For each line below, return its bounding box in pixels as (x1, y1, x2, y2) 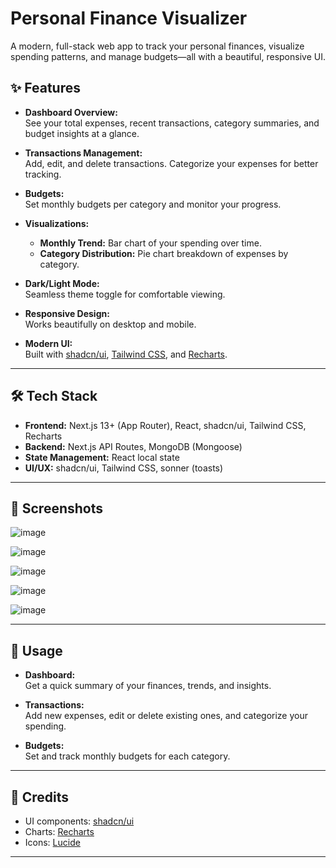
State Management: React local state (24, 451, 180, 463)
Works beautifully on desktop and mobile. (24, 318, 197, 330)
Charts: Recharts (24, 826, 95, 837)
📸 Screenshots (10, 500, 104, 517)
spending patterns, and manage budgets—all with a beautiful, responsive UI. (10, 50, 326, 62)
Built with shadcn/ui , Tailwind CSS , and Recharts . (24, 348, 228, 360)
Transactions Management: (24, 147, 143, 159)
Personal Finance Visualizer (10, 7, 248, 30)
